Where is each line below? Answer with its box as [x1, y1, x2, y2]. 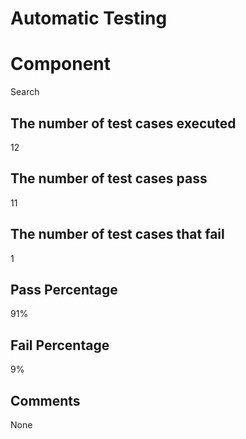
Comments [10, 392, 81, 409]
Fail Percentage [10, 337, 110, 354]
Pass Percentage [10, 281, 118, 298]
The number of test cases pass [10, 170, 208, 187]
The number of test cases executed [10, 115, 237, 132]
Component [10, 53, 112, 76]
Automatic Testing [10, 7, 168, 30]
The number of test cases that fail [10, 226, 225, 243]
